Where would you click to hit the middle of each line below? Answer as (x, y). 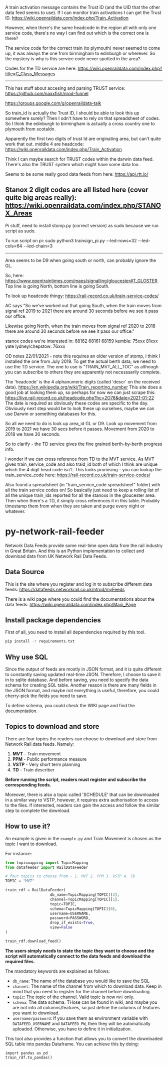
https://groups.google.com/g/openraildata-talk (53, 103)
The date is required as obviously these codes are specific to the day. (77, 403)
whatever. (15, 511)
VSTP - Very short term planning (46, 764)
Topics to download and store (52, 726)
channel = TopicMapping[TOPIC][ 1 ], (85, 899)
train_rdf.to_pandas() (29, 1057)
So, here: (14, 275)
